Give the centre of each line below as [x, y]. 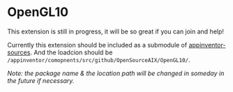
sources [19, 52]
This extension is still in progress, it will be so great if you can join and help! [116, 31]
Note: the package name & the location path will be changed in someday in [116, 73]
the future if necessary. [41, 80]
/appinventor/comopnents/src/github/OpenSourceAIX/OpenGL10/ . [99, 59]
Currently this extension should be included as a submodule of [97, 45]
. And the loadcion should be [72, 52]
